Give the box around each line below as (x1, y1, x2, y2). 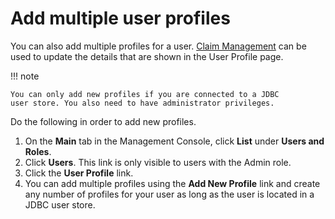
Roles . (24, 145, 52, 157)
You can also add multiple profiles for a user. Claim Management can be (10, 40, 307, 52)
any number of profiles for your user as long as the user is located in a (24, 188, 315, 200)
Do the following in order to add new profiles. (10, 115, 197, 127)
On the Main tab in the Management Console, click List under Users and (24, 135, 325, 147)
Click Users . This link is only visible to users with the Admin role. (24, 156, 292, 168)
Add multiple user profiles (10, 7, 231, 30)
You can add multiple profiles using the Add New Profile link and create (24, 177, 321, 189)
